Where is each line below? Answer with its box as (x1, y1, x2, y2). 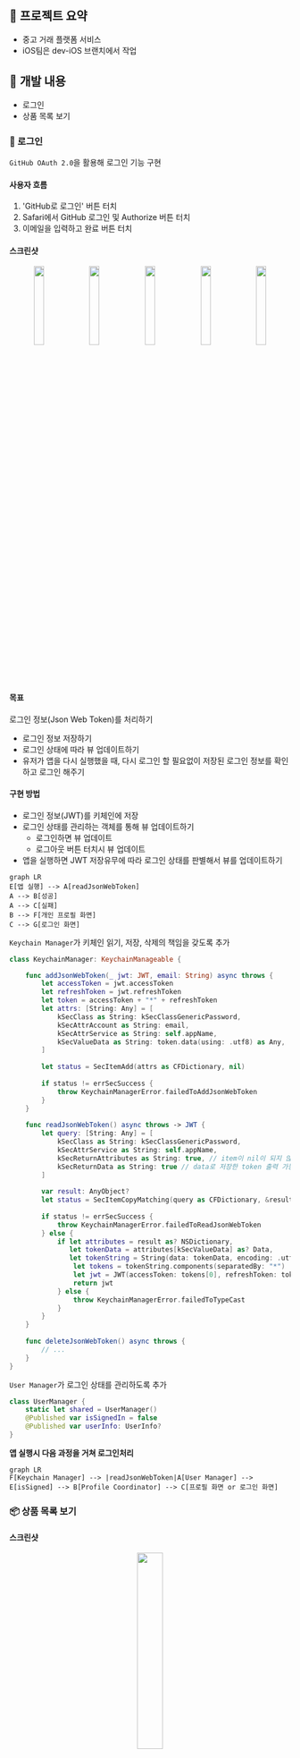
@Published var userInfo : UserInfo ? (25, 1422, 162, 1431)
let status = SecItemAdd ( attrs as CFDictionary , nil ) (41, 1063, 246, 1072)
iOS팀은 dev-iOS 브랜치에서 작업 (21, 45, 137, 55)
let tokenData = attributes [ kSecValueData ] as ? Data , (69, 1245, 274, 1254)
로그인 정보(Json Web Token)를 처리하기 (9, 714, 154, 725)
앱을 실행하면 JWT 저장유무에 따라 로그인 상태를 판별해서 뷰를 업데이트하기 (21, 854, 283, 865)
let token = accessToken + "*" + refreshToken (41, 996, 218, 1005)
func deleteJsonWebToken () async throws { (25, 1337, 186, 1346)
